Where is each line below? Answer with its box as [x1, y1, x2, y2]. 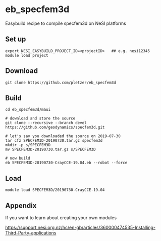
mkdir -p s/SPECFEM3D [5, 143, 51, 148]
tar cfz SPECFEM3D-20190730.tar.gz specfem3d [5, 138, 102, 143]
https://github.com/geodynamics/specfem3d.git [5, 125, 105, 130]
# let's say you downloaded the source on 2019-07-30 [5, 134, 121, 139]
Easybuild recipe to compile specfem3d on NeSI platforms [5, 20, 126, 26]
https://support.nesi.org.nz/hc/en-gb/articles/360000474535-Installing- [5, 224, 155, 230]
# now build [5, 156, 30, 161]
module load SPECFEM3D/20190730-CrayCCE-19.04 [5, 187, 105, 193]
